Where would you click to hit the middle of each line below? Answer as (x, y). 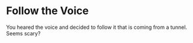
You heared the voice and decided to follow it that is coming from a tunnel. (97, 27)
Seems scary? (23, 33)
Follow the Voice (48, 11)
